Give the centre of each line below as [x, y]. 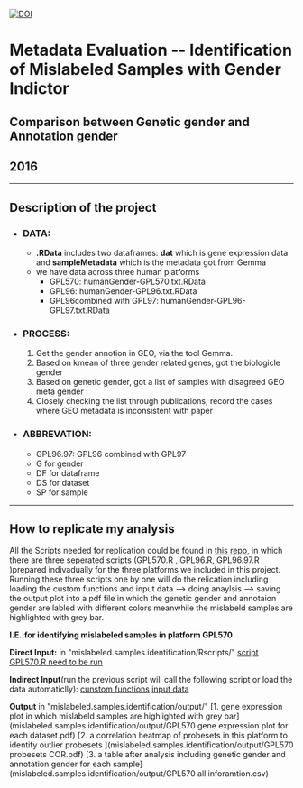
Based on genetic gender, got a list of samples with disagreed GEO [160, 382]
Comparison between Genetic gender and [129, 122]
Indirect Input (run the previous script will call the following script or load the [151, 680]
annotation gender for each [60, 764]
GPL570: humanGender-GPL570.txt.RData [127, 282]
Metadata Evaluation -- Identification [151, 50]
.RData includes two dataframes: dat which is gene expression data [162, 253]
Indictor [39, 89]
